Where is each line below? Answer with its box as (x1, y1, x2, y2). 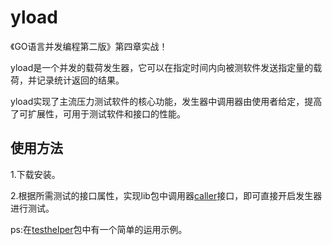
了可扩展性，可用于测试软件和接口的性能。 (10, 107, 186, 120)
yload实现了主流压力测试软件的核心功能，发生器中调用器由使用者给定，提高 (10, 95, 323, 107)
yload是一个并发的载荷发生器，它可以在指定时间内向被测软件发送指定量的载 (10, 61, 323, 73)
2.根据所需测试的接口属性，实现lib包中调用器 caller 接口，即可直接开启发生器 (10, 189, 323, 201)
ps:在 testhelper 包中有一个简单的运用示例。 (10, 223, 188, 235)
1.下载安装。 (10, 168, 61, 180)
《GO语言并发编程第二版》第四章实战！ (10, 40, 168, 52)
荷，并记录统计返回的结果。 (10, 74, 125, 86)
